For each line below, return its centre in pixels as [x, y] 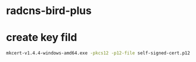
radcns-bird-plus [49, 11]
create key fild [42, 38]
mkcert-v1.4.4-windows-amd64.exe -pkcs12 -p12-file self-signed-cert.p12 [98, 53]
